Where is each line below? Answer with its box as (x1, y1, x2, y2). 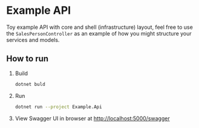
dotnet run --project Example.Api (15, 103, 102, 110)
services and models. (6, 36, 60, 43)
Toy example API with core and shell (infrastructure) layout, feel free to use (6, 23, 194, 31)
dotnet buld (15, 81, 45, 87)
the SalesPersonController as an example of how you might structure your (6, 29, 192, 37)
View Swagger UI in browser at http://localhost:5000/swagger (15, 115, 171, 122)
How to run (6, 53, 49, 64)
